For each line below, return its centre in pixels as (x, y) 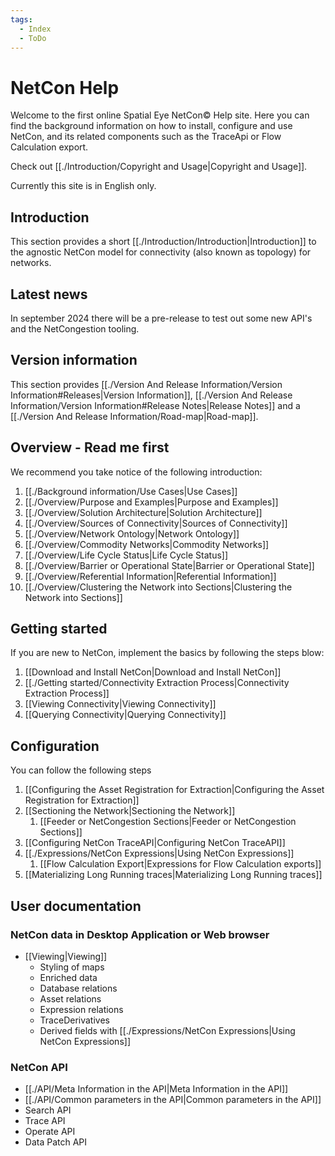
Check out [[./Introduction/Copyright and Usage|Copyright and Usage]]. (159, 167)
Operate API (50, 1132)
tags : (21, 19)
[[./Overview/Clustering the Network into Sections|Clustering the (158, 587)
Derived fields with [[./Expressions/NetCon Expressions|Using (167, 1030)
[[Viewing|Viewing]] (66, 956)
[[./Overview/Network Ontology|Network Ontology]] (132, 533)
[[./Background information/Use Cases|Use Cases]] (131, 491)
